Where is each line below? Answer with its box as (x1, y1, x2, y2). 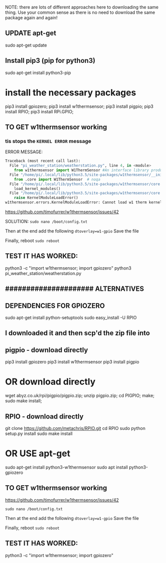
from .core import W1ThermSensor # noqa (14, 177, 100, 182)
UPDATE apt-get (5, 29, 56, 38)
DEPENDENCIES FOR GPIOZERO (5, 301, 105, 310)
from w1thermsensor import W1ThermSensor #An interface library (14, 168, 149, 173)
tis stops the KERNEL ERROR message (5, 138, 91, 144)
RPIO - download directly (5, 412, 84, 421)
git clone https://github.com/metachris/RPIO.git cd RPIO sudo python (5, 425, 146, 431)
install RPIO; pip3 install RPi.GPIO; (5, 108, 74, 114)
